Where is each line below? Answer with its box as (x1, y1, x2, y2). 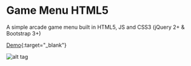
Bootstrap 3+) (6, 29, 41, 37)
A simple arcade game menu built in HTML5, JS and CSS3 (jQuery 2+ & (6, 23, 185, 31)
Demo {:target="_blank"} (6, 41, 67, 49)
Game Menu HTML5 (6, 4, 109, 17)
